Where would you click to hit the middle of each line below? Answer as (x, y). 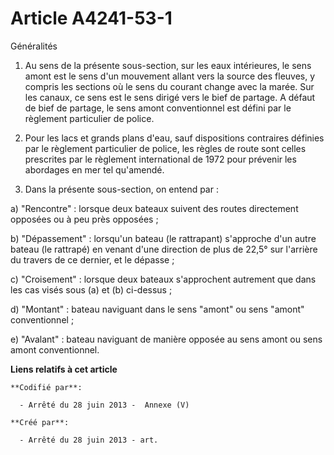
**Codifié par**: (46, 387)
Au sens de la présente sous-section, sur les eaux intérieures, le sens (168, 65)
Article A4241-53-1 (91, 18)
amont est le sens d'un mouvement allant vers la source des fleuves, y (170, 76)
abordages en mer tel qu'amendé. (94, 169)
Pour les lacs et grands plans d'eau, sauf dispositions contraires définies (174, 138)
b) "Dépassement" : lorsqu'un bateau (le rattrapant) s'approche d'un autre (163, 238)
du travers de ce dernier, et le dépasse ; (92, 259)
